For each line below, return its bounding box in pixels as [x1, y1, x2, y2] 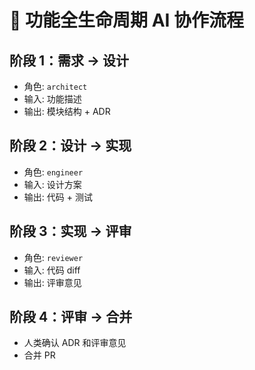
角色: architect [23, 81, 88, 92]
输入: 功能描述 [23, 93, 82, 105]
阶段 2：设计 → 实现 [9, 137, 132, 155]
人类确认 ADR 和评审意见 [23, 337, 127, 349]
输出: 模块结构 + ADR [23, 106, 111, 117]
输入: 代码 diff [23, 264, 81, 276]
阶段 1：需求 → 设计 [9, 52, 130, 69]
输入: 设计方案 [23, 178, 82, 190]
